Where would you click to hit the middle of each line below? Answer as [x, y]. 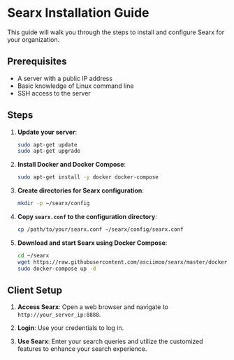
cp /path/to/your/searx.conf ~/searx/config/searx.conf [100, 230]
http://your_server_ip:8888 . [59, 315]
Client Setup [35, 290]
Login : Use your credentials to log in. [71, 328]
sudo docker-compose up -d [57, 269]
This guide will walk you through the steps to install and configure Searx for [116, 32]
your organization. [34, 39]
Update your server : [47, 132]
